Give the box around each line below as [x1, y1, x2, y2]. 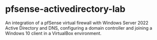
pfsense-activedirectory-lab [5, 3, 126, 15]
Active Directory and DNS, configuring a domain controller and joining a [5, 25, 153, 31]
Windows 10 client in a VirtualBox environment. [5, 30, 102, 36]
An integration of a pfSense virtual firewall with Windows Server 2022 [5, 20, 149, 26]
